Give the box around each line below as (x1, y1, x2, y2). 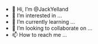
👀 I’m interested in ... (11, 12, 62, 19)
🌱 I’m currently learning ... (11, 18, 75, 25)
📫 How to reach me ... (11, 32, 67, 38)
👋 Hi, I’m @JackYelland (11, 6, 69, 12)
